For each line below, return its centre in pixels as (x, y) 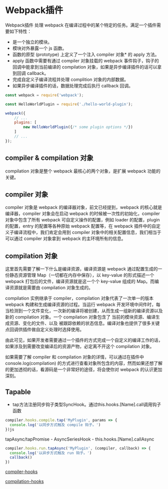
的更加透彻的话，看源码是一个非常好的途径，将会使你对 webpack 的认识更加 (84, 369)
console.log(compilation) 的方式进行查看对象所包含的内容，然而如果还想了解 (84, 363)
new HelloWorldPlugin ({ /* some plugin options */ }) (78, 127)
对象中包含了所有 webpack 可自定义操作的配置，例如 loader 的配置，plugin (82, 220)
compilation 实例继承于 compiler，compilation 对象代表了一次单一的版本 (79, 298)
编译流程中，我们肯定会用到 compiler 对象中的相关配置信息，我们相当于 (87, 232)
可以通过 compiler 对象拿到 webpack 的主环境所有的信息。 (65, 238)
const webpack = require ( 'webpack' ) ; (44, 95)
